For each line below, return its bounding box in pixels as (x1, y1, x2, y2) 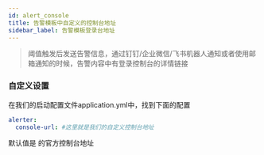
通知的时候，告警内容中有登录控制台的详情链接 (34, 59, 188, 68)
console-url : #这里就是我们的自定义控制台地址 (15, 123, 154, 131)
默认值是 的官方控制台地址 (8, 138, 94, 148)
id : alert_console (8, 11, 69, 20)
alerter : (8, 115, 37, 123)
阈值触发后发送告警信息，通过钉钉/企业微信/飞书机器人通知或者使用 (27, 49, 249, 59)
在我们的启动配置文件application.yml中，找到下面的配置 (8, 100, 191, 109)
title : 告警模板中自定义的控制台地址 (8, 19, 117, 27)
